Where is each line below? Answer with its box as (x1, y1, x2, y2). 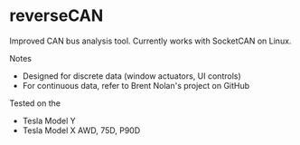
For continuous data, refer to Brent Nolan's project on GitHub (22, 80, 250, 91)
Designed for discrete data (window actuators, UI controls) (22, 70, 241, 82)
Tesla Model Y (22, 115, 77, 126)
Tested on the (9, 97, 61, 109)
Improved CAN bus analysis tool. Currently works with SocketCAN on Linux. (9, 35, 292, 46)
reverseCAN (9, 5, 104, 26)
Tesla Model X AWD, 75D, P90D (22, 124, 141, 136)
